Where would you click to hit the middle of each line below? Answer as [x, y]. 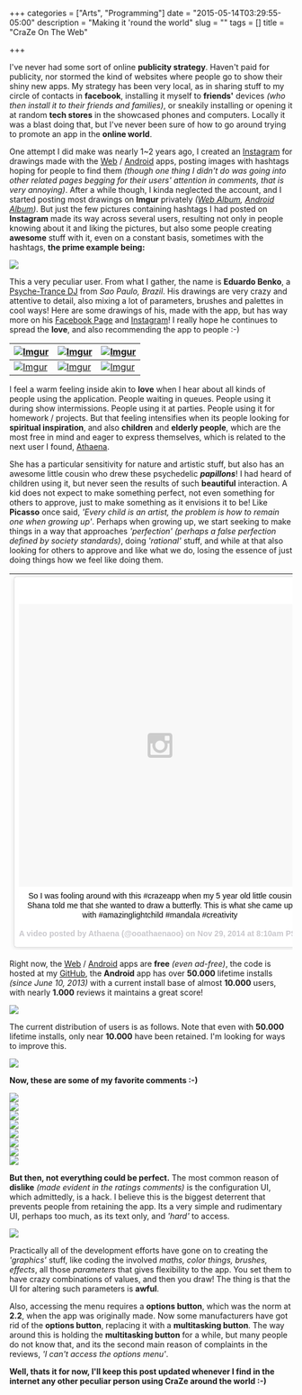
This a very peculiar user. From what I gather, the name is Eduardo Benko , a [150, 282]
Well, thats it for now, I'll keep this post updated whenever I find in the [142, 1371]
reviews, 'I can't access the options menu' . [89, 1354]
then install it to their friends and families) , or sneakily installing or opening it [151, 105]
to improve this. [38, 1045]
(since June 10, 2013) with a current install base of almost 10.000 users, [143, 982]
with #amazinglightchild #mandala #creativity [160, 915]
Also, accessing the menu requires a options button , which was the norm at [150, 1306]
